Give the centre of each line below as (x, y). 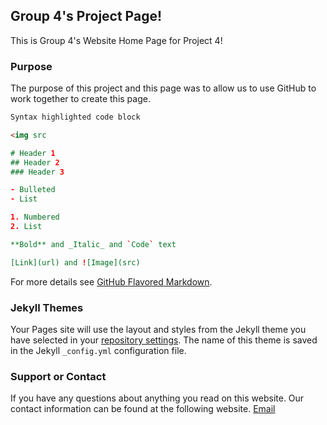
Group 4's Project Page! (86, 16)
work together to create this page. (80, 99)
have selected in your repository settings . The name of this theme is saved (164, 340)
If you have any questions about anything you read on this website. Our (157, 398)
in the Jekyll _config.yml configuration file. (98, 351)
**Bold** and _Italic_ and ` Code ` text (93, 244)
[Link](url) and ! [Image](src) (75, 262)
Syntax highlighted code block (75, 117)
